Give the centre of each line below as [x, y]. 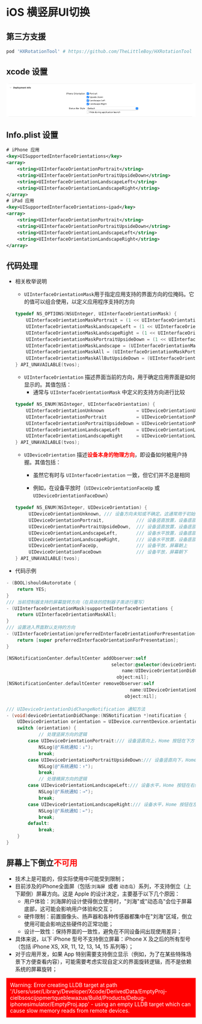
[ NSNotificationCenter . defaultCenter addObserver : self [76, 658]
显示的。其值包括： [48, 385]
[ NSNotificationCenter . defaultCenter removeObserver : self [80, 684]
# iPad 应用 [20, 201]
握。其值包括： [42, 463]
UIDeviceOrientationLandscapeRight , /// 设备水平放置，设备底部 [112, 539]
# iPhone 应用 [23, 150]
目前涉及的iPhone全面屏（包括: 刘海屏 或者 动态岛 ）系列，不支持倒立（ [100, 886]
